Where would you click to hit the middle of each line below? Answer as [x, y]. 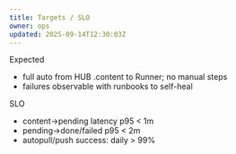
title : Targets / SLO [50, 17]
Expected [27, 60]
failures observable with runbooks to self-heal [107, 87]
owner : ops [30, 26]
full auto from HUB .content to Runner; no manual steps [125, 77]
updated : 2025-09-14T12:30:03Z [68, 34]
